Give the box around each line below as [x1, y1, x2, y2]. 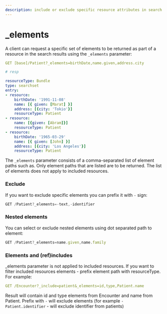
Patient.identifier [5, 304, 46, 309]
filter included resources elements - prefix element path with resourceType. [5, 268, 161, 274]
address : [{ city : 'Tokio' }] [14, 106, 72, 112]
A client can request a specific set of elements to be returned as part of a [5, 46, 156, 52]
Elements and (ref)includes [5, 251, 72, 258]
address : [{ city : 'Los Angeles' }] [14, 144, 86, 149]
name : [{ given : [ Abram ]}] [14, 121, 68, 126]
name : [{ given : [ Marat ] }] [14, 102, 72, 107]
